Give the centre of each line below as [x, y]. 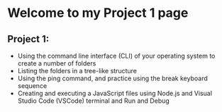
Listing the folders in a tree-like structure [77, 71]
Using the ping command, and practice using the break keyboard [112, 78]
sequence [32, 86]
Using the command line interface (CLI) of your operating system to [116, 56]
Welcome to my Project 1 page [98, 13]
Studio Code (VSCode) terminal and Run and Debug [94, 101]
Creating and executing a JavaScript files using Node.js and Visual [115, 93]
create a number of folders [57, 63]
